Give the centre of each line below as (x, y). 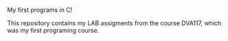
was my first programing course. (53, 30)
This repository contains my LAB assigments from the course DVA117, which (114, 23)
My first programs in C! (40, 10)
